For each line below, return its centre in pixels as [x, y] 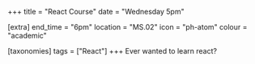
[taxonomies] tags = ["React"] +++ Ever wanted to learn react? [113, 51]
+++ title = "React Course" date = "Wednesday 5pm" [96, 12]
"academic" [28, 36]
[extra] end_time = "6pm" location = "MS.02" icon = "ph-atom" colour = [127, 27]
